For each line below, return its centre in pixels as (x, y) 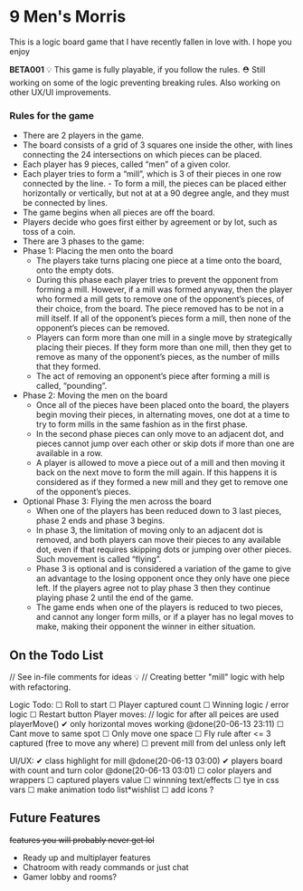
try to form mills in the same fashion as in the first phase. (142, 424)
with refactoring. (40, 687)
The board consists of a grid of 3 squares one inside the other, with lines (158, 145)
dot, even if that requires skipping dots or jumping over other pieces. (164, 549)
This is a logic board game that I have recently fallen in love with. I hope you (151, 42)
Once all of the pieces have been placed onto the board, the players (162, 405)
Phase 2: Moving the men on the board (95, 395)
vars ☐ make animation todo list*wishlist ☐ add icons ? (112, 789)
